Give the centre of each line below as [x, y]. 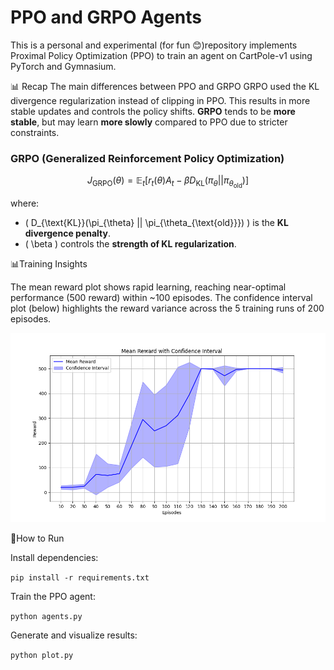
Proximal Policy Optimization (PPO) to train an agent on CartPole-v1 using [161, 55]
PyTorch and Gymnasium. [63, 66]
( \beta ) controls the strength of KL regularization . [130, 244]
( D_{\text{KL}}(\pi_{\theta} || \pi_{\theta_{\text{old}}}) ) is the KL [156, 223]
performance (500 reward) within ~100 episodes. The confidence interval [161, 298]
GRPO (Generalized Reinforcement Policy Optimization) [147, 158]
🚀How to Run [37, 538]
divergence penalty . [67, 233]
